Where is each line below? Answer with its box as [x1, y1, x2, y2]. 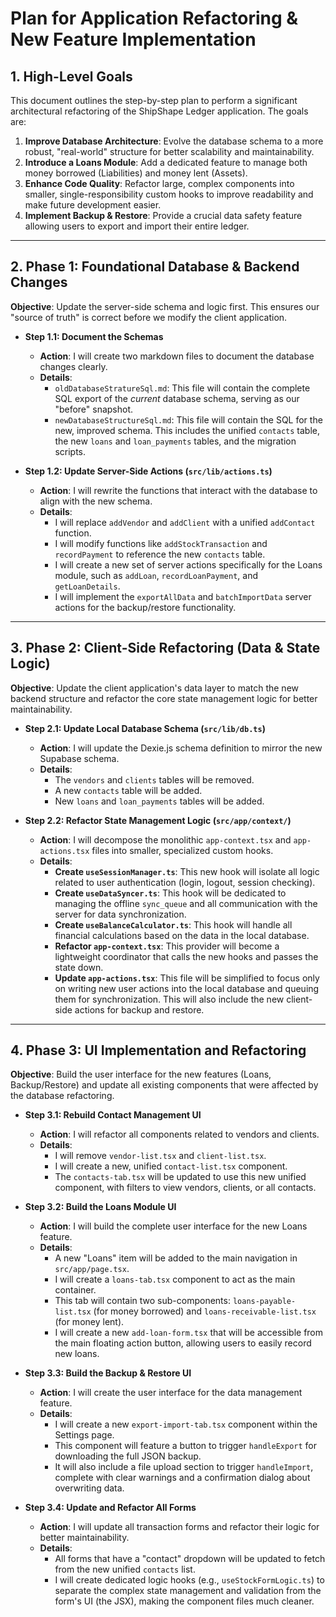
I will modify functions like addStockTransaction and [54, 537, 268, 549]
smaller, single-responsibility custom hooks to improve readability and [24, 188, 314, 200]
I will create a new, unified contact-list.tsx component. [54, 1160, 288, 1172]
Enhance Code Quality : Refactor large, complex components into [24, 178, 295, 189]
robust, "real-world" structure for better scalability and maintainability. [24, 146, 315, 157]
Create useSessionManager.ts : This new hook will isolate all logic [54, 865, 320, 877]
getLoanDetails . [54, 580, 121, 592]
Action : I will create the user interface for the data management [39, 1387, 303, 1399]
